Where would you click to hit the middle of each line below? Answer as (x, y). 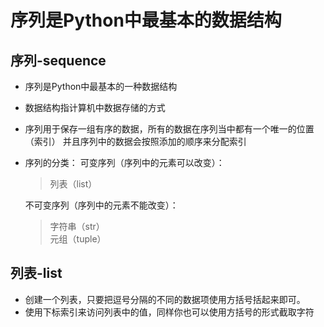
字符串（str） (77, 226)
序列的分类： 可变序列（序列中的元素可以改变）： (124, 162)
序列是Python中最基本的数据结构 (146, 20)
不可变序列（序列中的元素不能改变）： (101, 205)
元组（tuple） (78, 239)
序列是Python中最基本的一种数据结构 (101, 86)
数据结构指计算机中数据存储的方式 (95, 107)
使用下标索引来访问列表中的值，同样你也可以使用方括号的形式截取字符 (169, 312)
